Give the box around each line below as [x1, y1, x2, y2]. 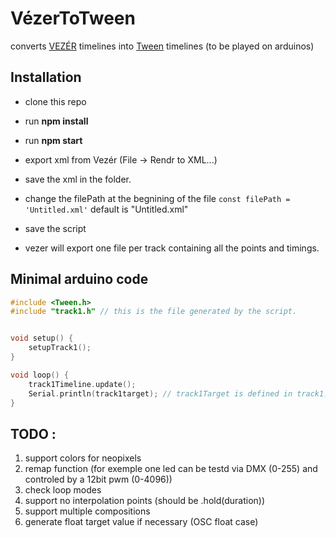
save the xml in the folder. [24, 173, 132, 185]
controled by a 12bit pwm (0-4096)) [24, 473, 173, 486]
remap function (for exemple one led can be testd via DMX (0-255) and [24, 463, 318, 475]
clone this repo [24, 95, 87, 107]
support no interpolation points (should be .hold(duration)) [24, 495, 266, 507]
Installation [10, 69, 82, 86]
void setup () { [10, 333, 74, 344]
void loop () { [10, 370, 70, 380]
